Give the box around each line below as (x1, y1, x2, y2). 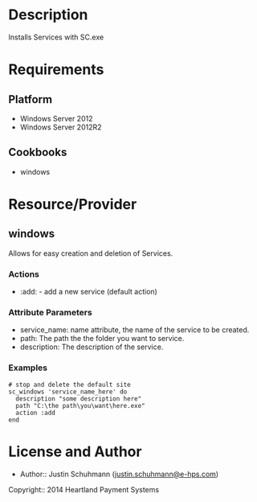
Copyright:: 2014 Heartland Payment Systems (8, 484, 159, 494)
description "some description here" (15, 394, 142, 403)
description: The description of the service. (19, 342, 164, 352)
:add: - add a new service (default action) (19, 287, 158, 297)
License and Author (8, 442, 142, 460)
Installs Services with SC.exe (8, 32, 104, 42)
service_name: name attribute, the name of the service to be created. (19, 325, 250, 335)
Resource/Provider (8, 195, 137, 213)
